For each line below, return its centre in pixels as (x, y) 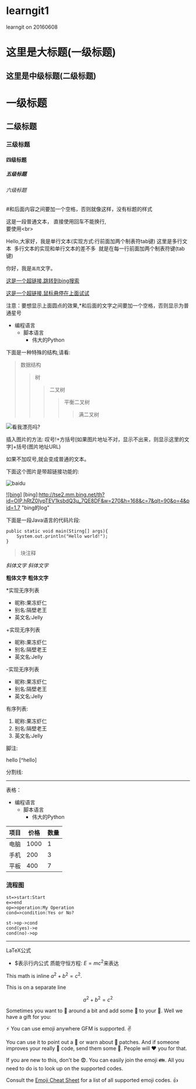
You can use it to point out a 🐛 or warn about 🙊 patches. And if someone (93, 1042)
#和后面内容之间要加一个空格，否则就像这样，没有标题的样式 (79, 209)
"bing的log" (35, 508)
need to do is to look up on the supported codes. (65, 1069)
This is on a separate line (36, 987)
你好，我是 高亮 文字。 (31, 268)
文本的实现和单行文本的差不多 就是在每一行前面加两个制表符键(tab (104, 249)
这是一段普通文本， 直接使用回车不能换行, (56, 222)
